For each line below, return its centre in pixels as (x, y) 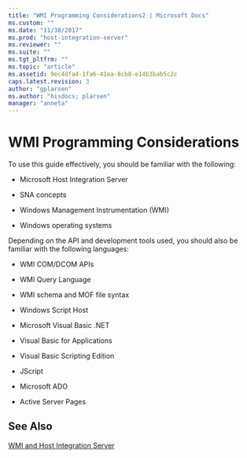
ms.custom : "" (31, 23)
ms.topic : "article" (42, 67)
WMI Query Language (55, 280)
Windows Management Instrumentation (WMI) (94, 210)
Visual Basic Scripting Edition (67, 356)
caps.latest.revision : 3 (49, 81)
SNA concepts (43, 195)
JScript (31, 371)
